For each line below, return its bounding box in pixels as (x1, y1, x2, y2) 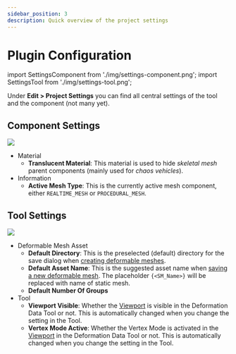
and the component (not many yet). (7, 99, 111, 108)
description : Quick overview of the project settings (7, 17, 169, 24)
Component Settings (7, 119, 101, 131)
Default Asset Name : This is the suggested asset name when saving (27, 264, 228, 272)
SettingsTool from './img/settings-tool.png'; (7, 78, 132, 87)
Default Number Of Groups (27, 286, 108, 295)
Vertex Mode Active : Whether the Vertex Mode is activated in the (27, 324, 219, 332)
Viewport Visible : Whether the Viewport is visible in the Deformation (27, 301, 228, 310)
